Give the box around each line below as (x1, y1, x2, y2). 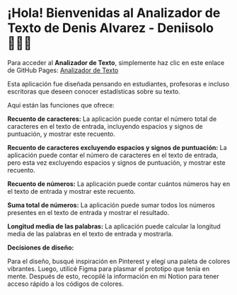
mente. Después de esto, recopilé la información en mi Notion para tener (7, 272, 219, 280)
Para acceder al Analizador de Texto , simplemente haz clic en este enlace (7, 58, 225, 66)
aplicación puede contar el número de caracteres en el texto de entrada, (7, 151, 219, 159)
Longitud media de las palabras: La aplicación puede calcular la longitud (7, 221, 221, 231)
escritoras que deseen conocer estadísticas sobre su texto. (7, 87, 180, 96)
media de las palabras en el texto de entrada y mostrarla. (7, 229, 173, 238)
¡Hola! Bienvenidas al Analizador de (7, 5, 221, 21)
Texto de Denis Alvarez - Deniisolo (7, 20, 214, 36)
